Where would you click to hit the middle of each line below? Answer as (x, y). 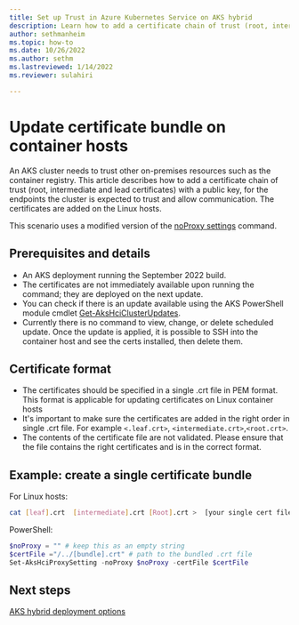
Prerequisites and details (80, 254)
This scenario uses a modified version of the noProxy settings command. (143, 225)
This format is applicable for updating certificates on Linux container (148, 400)
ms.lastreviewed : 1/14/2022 (61, 68)
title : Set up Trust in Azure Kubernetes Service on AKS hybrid (131, 17)
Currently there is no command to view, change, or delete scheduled (148, 322)
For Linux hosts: (39, 497)
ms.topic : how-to (41, 42)
